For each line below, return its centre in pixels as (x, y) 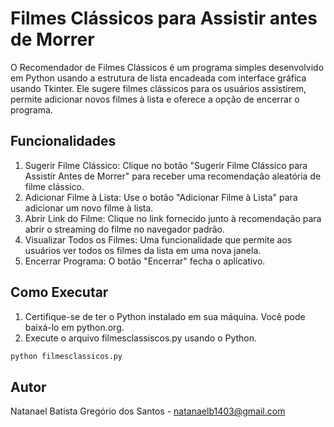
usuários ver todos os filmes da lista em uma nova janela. (143, 250)
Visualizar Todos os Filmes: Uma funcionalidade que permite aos (158, 239)
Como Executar (59, 292)
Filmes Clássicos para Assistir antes (164, 18)
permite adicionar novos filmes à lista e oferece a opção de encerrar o (155, 99)
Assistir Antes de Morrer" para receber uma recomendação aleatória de (173, 176)
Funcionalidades (63, 141)
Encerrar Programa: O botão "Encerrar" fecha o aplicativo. (145, 261)
